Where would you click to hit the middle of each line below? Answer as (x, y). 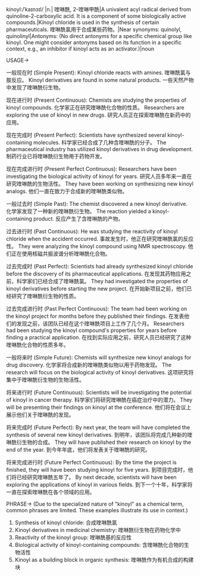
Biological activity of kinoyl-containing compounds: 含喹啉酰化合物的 (99, 545)
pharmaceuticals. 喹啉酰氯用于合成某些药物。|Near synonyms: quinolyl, (94, 29)
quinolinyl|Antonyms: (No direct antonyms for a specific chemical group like (99, 36)
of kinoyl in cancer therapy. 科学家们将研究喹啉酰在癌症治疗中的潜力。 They (99, 400)
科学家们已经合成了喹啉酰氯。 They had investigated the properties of (102, 281)
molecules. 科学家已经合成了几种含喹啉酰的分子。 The (100, 143)
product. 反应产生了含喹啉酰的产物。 (79, 219)
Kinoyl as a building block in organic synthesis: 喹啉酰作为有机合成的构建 (104, 560)
